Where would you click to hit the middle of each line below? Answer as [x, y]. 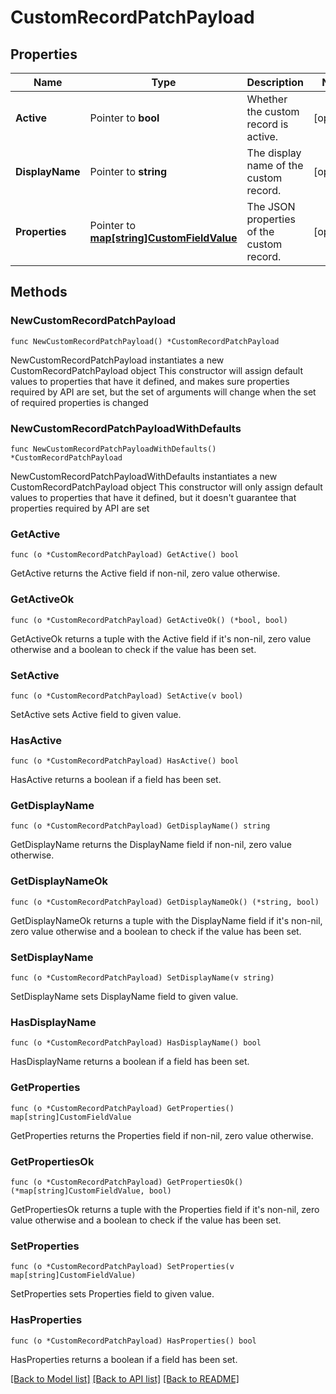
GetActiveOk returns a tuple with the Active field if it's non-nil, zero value [161, 638]
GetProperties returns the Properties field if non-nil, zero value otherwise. [162, 1135]
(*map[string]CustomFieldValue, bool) [91, 1191]
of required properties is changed [79, 402]
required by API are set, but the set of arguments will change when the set [163, 392]
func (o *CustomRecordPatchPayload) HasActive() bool [125, 761]
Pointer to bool [124, 118]
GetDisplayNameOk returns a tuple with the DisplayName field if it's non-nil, [166, 920]
